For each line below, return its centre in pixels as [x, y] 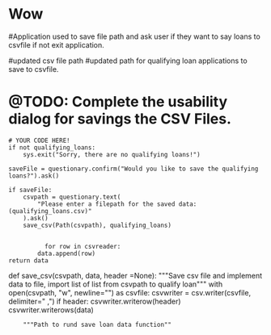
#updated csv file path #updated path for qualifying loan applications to [128, 61]
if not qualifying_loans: [52, 147]
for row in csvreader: [83, 246]
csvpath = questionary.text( [72, 197]
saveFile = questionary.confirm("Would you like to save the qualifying [133, 169]
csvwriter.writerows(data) [51, 310]
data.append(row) [66, 253]
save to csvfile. [34, 69]
